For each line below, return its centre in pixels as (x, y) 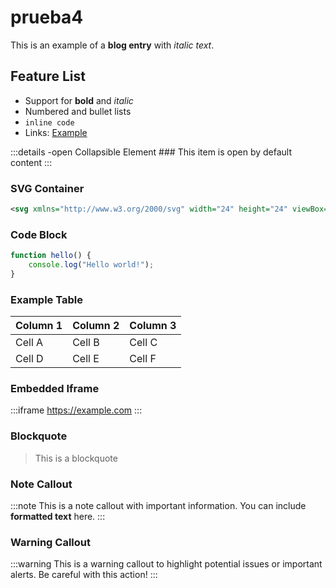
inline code (49, 122)
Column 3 (153, 326)
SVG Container (47, 188)
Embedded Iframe (55, 389)
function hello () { (51, 256)
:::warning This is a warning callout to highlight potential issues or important (166, 564)
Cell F (143, 359)
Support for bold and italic (79, 100)
